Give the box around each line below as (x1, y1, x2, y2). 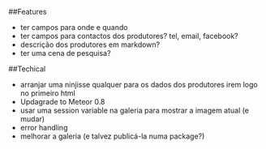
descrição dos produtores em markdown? (19, 40, 161, 49)
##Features (8, 7, 47, 16)
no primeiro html (19, 88, 75, 98)
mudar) (19, 114, 45, 124)
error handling (19, 123, 68, 132)
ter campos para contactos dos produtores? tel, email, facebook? (19, 32, 239, 40)
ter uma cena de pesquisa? (19, 49, 111, 57)
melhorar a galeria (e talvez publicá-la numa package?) (19, 131, 205, 141)
